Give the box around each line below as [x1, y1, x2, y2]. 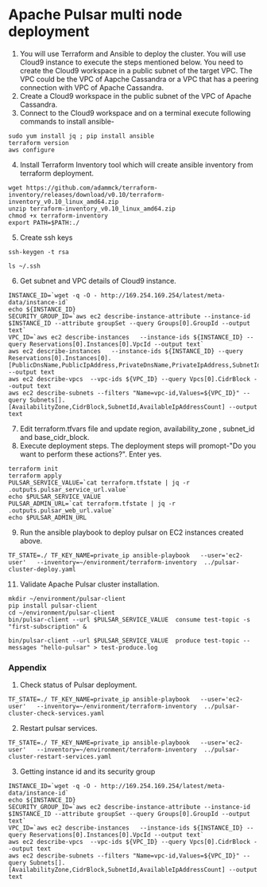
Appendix [8, 661, 48, 673]
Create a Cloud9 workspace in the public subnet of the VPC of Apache [19, 91, 252, 100]
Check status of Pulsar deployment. [19, 680, 137, 690]
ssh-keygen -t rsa [8, 248, 69, 256]
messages [8, 643, 37, 651]
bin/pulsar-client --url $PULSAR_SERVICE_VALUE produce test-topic [8, 636, 240, 645]
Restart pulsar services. [19, 724, 98, 733]
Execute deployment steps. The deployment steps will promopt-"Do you [19, 441, 257, 450]
